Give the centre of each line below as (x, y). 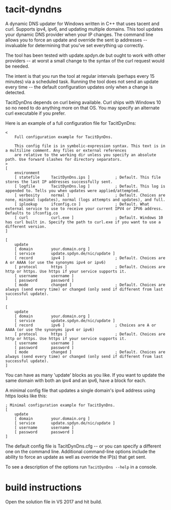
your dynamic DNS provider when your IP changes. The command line (79, 34)
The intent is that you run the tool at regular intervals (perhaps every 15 (80, 76)
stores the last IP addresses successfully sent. (59, 182)
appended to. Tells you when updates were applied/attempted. (73, 190)
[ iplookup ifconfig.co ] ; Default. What (82, 204)
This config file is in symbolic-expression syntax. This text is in (90, 146)
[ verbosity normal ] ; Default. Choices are (90, 195)
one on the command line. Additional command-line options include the (80, 451)
